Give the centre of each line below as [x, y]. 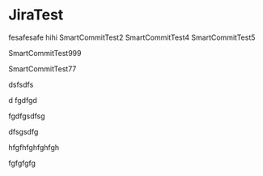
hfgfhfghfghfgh [34, 147]
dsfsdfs [21, 84]
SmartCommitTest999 [45, 53]
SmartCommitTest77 [42, 69]
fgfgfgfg [22, 163]
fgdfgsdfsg [27, 116]
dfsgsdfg [23, 131]
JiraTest [36, 15]
